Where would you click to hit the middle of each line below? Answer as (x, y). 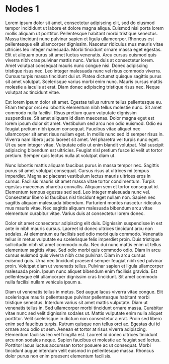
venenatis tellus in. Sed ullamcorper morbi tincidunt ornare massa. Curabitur (84, 308)
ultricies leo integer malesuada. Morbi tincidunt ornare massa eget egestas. (83, 49)
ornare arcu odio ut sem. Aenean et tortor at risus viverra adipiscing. (76, 329)
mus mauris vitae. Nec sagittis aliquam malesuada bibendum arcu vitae (79, 208)
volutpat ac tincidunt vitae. (33, 92)
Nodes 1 (22, 9)
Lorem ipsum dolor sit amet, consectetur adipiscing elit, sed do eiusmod (80, 23)
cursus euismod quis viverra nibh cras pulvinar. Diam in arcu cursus (75, 255)
